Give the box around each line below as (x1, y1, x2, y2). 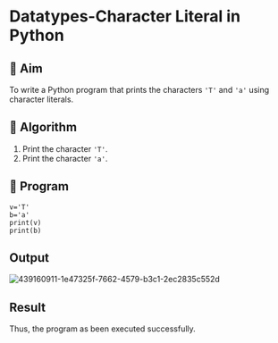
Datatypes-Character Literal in (9, 6, 241, 27)
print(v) (9, 218, 42, 227)
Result (9, 299, 46, 314)
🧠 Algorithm (9, 120, 78, 135)
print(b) (9, 226, 42, 235)
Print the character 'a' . (21, 153, 108, 163)
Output (9, 250, 49, 265)
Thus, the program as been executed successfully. (9, 323, 197, 334)
